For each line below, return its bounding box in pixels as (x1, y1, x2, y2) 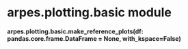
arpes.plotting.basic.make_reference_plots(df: (7, 27, 144, 35)
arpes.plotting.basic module (7, 5, 172, 20)
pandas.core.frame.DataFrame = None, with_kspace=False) (7, 34, 181, 42)
